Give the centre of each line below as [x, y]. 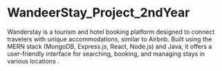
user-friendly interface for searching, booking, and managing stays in [106, 54]
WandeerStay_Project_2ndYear [99, 13]
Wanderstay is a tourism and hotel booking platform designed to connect [111, 32]
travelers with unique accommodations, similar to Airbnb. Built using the [110, 39]
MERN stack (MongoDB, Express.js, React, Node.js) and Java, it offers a [110, 46]
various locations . [34, 61]
